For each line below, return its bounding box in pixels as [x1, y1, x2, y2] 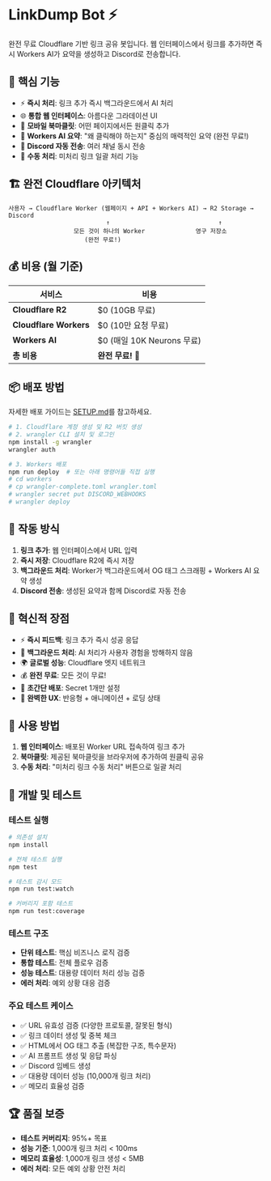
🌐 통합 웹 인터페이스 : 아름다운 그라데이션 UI [19, 110, 158, 121]
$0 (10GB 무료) [97, 304, 156, 316]
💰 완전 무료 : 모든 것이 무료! [19, 670, 107, 680]
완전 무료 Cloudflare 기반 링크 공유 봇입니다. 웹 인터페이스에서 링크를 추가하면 [8, 39, 255, 49]
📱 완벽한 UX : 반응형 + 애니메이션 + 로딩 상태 [19, 693, 161, 703]
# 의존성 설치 [8, 834, 48, 842]
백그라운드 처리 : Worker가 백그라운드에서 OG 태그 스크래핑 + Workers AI [19, 565, 252, 575]
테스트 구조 [8, 928, 49, 939]
